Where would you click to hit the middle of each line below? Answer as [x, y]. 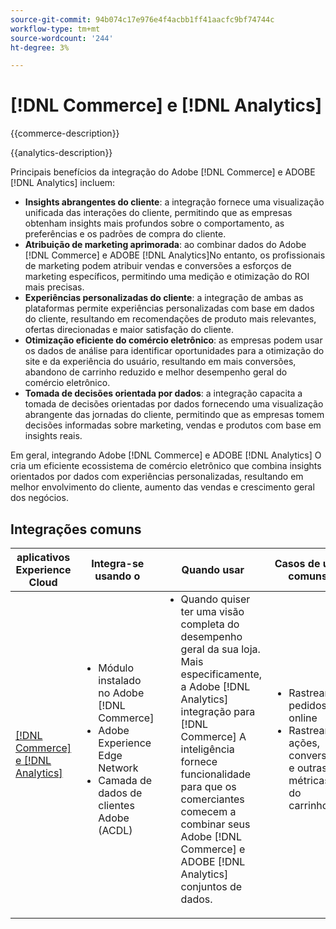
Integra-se [118, 563]
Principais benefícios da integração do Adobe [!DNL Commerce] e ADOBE [163, 172]
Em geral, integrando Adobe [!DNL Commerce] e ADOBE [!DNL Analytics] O [166, 455]
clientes [116, 805]
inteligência [207, 749]
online [303, 718]
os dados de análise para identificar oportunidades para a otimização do [174, 351]
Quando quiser [215, 599]
